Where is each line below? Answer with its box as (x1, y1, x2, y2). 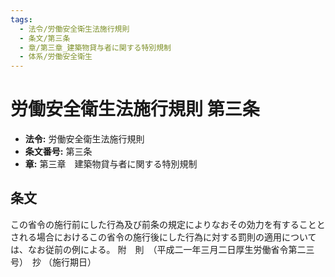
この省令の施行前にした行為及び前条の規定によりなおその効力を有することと (10, 218, 326, 230)
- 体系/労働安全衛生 (19, 52, 93, 62)
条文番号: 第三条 (24, 146, 93, 158)
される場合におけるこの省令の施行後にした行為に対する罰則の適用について (10, 231, 317, 243)
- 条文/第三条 (19, 33, 71, 43)
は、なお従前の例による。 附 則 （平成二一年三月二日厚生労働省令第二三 (10, 243, 315, 255)
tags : (10, 14, 33, 25)
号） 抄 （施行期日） (10, 256, 97, 268)
